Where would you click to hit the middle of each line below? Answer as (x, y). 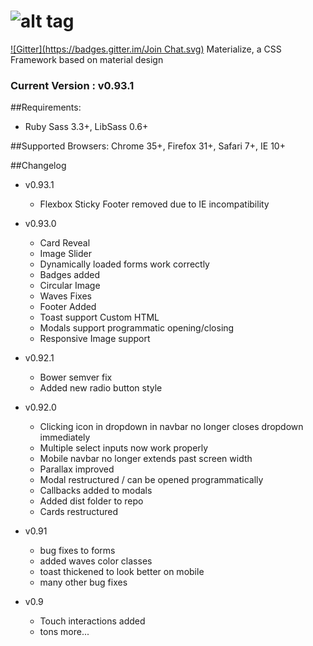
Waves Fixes (65, 296)
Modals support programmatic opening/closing (137, 328)
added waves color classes (96, 561)
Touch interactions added (92, 621)
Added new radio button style (101, 388)
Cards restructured (78, 512)
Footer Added (68, 307)
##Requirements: (46, 107)
